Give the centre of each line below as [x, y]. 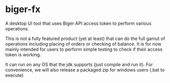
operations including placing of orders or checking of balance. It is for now [83, 44]
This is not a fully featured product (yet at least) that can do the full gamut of [85, 38]
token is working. [23, 55]
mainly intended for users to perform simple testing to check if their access [84, 49]
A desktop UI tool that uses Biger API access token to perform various [78, 23]
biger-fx [23, 9]
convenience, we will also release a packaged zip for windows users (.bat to [85, 70]
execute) [14, 75]
